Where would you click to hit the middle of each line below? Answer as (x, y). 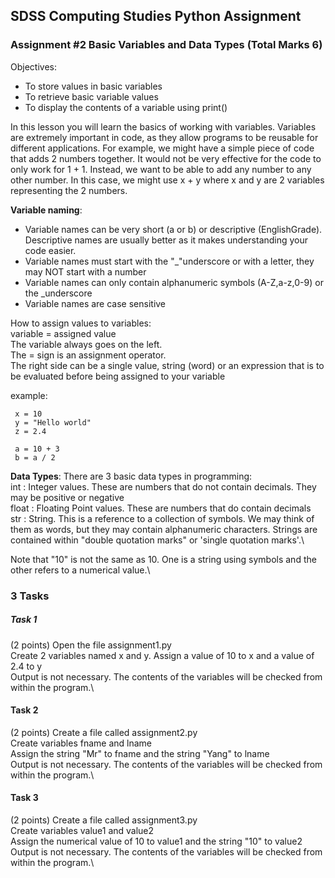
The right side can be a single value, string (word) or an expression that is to (167, 365)
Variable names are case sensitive (95, 303)
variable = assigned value (63, 333)
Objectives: (33, 66)
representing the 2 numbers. (69, 190)
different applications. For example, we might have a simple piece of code (162, 148)
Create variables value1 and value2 (82, 830)
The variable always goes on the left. (86, 344)
